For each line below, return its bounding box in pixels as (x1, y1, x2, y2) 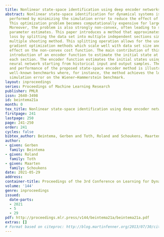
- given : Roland (5, 152, 38, 157)
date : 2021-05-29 (5, 170, 41, 175)
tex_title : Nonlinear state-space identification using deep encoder (5, 107, 150, 112)
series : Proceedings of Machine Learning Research (5, 84, 110, 89)
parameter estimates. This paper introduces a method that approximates (9, 30, 161, 35)
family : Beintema (9, 147, 45, 152)
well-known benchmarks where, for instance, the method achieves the (9, 71, 154, 75)
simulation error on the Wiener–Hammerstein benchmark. (9, 75, 125, 80)
